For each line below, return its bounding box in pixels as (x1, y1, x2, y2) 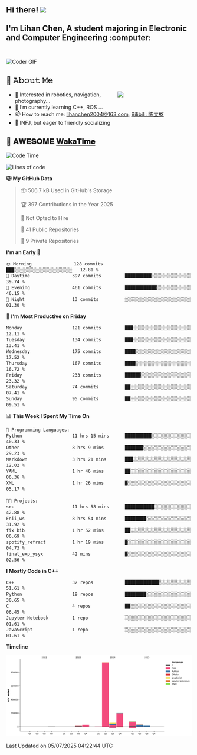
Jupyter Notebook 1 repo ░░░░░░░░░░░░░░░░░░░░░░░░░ (6, 615, 192, 621)
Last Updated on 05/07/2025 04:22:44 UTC (6, 742, 113, 750)
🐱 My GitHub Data (6, 175, 53, 182)
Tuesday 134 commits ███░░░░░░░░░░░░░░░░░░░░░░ (6, 337, 192, 343)
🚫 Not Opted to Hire (20, 215, 69, 222)
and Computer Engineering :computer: (6, 33, 152, 43)
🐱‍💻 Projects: (6, 498, 38, 504)
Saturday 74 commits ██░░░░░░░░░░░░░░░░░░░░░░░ (6, 384, 192, 390)
